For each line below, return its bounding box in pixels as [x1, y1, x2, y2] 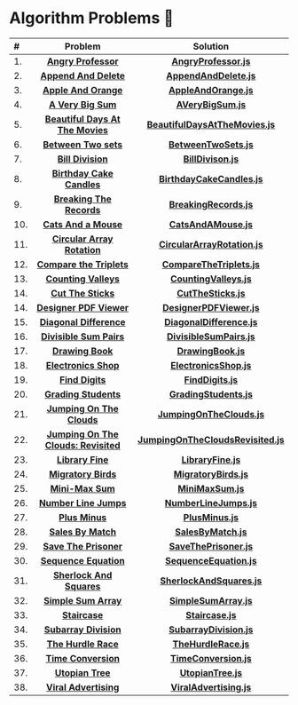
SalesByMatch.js [174, 526, 247, 538]
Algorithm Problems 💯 [9, 8, 175, 28]
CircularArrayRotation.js [158, 238, 263, 250]
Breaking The [53, 193, 113, 205]
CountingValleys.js [169, 273, 252, 285]
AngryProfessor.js [171, 55, 251, 67]
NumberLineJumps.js [164, 496, 258, 509]
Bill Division [57, 153, 108, 165]
